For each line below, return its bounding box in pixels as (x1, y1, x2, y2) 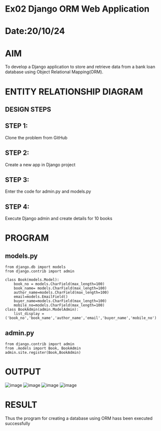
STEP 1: (5, 122, 28, 130)
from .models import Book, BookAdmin (5, 346, 81, 350)
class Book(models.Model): (5, 278, 59, 282)
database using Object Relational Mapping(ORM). (5, 69, 103, 75)
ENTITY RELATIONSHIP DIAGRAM (5, 86, 144, 97)
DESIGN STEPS (5, 105, 52, 114)
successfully (5, 420, 30, 426)
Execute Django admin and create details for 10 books (5, 215, 113, 221)
